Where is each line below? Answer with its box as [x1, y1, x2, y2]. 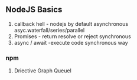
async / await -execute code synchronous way [14, 39, 128, 46]
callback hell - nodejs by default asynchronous [14, 20, 128, 27]
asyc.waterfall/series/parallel [14, 26, 85, 34]
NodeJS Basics [5, 5, 63, 15]
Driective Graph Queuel [14, 67, 71, 74]
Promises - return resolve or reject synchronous [14, 32, 131, 40]
